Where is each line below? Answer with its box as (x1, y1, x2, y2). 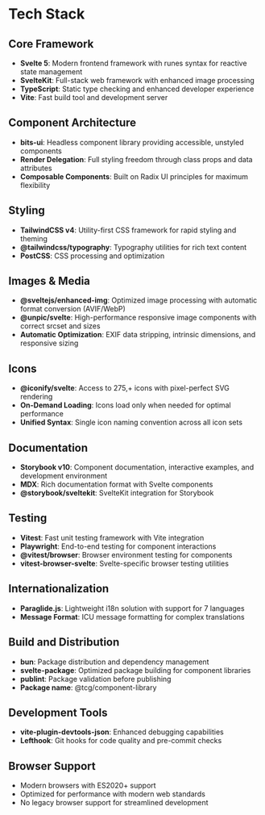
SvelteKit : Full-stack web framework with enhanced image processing (19, 76, 255, 85)
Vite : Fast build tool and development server (19, 93, 168, 102)
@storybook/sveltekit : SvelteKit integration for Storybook (19, 488, 214, 498)
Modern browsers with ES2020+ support (19, 780, 156, 791)
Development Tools (8, 705, 108, 719)
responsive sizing (19, 338, 79, 348)
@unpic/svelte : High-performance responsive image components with (19, 312, 257, 323)
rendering (19, 392, 53, 402)
